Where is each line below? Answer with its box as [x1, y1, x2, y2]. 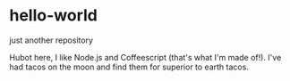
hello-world [9, 5, 98, 26]
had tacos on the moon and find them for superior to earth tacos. [9, 61, 249, 72]
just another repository [9, 35, 94, 45]
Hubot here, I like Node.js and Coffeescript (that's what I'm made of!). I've [9, 52, 282, 62]
